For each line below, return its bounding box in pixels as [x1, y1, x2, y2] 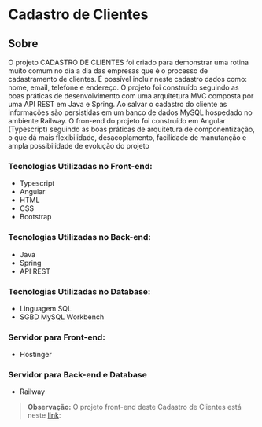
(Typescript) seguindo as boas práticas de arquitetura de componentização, [8, 124, 256, 134]
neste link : [27, 410, 61, 420]
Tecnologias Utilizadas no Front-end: [8, 160, 153, 171]
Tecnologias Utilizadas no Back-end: [8, 232, 151, 243]
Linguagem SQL [19, 304, 72, 313]
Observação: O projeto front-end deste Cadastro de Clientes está [27, 403, 242, 412]
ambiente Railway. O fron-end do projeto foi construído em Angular [8, 116, 226, 125]
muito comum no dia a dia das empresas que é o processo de [8, 66, 208, 75]
